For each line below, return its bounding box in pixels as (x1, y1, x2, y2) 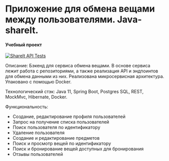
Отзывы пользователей (12, 151, 63, 157)
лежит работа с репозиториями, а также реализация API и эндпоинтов (5, 68, 158, 74)
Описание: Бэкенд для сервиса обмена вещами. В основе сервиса (5, 63, 150, 69)
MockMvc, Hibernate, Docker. (5, 94, 68, 100)
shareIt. (5, 25, 39, 36)
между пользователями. (5, 14, 116, 25)
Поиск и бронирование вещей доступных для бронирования (12, 146, 144, 152)
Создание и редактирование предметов (12, 135, 100, 141)
